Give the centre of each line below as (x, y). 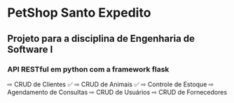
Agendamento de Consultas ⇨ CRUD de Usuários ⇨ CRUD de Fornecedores (117, 92)
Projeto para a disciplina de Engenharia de (101, 39)
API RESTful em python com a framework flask (88, 69)
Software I (30, 49)
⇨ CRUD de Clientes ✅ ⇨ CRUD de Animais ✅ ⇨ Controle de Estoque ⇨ (111, 84)
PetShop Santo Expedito (79, 13)
